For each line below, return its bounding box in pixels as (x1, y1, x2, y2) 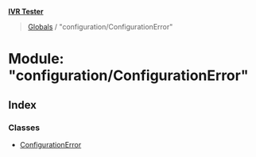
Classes (8, 122, 41, 133)
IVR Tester (8, 7, 44, 16)
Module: (8, 50, 64, 68)
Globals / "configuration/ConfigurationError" (27, 22, 173, 31)
